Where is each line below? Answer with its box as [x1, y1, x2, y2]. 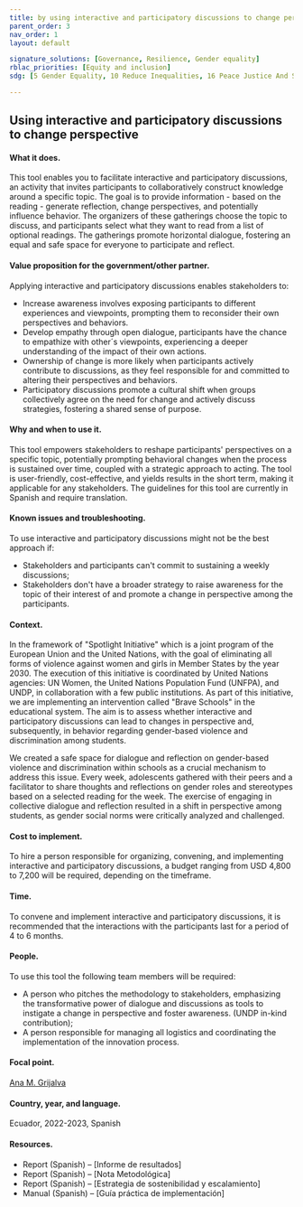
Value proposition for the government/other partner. [9, 260, 210, 271]
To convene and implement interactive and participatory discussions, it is [9, 911, 281, 922]
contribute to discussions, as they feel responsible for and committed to [22, 365, 290, 376]
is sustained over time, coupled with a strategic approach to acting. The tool [9, 463, 292, 474]
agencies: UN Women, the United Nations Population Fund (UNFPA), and [9, 678, 280, 688]
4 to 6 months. [9, 930, 64, 940]
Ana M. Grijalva [9, 1077, 66, 1089]
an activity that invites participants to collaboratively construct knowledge [9, 182, 284, 192]
